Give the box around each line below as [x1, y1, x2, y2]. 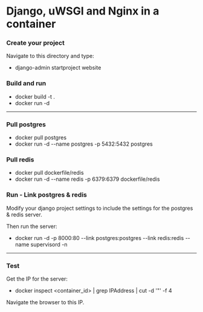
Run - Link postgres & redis [6, 190, 88, 199]
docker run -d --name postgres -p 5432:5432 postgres [14, 140, 153, 148]
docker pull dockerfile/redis [14, 169, 84, 177]
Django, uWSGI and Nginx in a [6, 4, 159, 18]
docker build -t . [14, 93, 56, 100]
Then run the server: [6, 223, 57, 230]
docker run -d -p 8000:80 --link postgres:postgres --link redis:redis [14, 234, 184, 241]
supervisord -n [30, 241, 68, 248]
